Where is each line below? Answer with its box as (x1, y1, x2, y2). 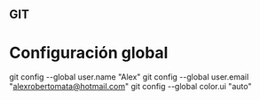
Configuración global (9, 42, 169, 63)
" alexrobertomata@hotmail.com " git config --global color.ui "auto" (9, 81, 252, 92)
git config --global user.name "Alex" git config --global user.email (9, 72, 249, 82)
